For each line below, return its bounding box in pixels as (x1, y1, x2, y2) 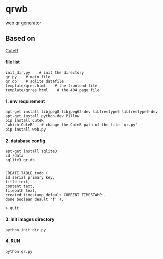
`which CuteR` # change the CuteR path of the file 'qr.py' (5, 122, 138, 128)
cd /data (5, 153, 24, 158)
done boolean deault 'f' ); (5, 197, 64, 202)
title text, (5, 179, 30, 185)
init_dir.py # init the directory (5, 70, 84, 75)
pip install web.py (5, 127, 46, 132)
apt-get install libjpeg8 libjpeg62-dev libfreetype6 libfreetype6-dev (5, 109, 158, 114)
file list (5, 59, 20, 65)
